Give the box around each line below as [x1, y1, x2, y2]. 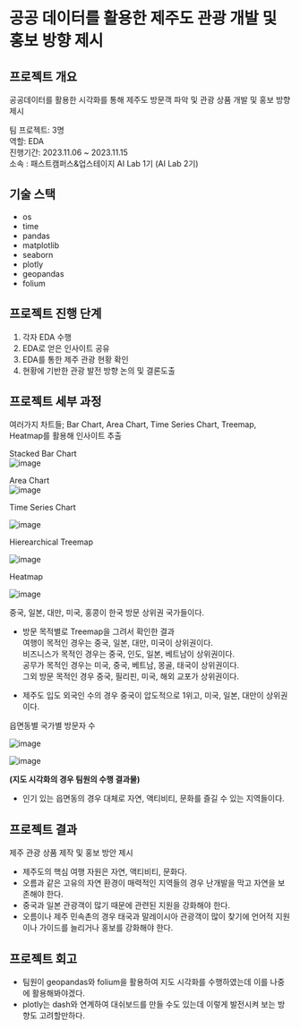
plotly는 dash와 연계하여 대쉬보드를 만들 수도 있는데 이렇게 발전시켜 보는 [21, 999, 276, 1010]
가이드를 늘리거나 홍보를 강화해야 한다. [39, 922, 174, 933]
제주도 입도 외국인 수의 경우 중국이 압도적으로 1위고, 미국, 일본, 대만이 [21, 690, 264, 701]
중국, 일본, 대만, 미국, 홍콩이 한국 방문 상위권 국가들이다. [9, 607, 204, 618]
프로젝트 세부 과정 [9, 394, 102, 409]
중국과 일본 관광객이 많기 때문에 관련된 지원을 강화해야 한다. [21, 900, 231, 911]
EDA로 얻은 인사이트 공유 [21, 342, 110, 354]
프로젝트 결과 [9, 821, 78, 837]
